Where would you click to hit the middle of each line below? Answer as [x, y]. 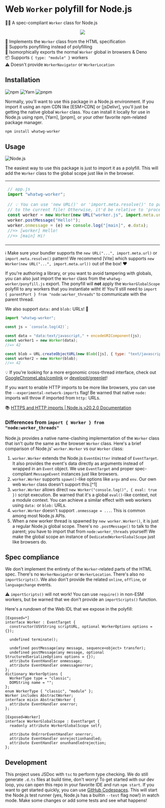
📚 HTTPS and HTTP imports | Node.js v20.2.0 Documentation [68, 408]
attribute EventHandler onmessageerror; [51, 666]
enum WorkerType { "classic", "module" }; [49, 691]
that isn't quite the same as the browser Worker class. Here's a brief [73, 443]
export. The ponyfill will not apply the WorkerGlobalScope [103, 284]
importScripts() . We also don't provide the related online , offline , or [76, 580]
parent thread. [20, 299]
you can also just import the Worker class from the [55, 279]
